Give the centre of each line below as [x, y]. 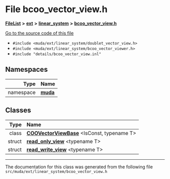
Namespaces [27, 70]
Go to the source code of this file [39, 33]
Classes [18, 110]
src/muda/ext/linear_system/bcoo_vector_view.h [56, 171]
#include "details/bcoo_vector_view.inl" [57, 54]
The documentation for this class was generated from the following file [79, 167]
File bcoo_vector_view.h [56, 9]
